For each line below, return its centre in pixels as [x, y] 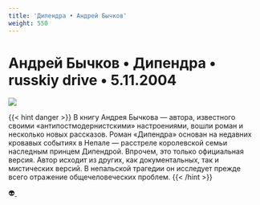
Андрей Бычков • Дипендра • [112, 63]
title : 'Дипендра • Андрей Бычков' [68, 16]
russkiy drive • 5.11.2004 [93, 80]
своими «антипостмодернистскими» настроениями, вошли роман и [126, 126]
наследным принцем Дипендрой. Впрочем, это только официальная [126, 152]
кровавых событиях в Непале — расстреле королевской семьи [118, 143]
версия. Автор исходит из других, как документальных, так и [114, 160]
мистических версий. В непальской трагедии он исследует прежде [124, 169]
